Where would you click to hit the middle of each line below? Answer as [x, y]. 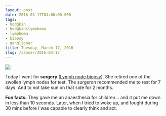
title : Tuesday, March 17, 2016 [39, 48]
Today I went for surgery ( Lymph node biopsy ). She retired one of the [78, 76]
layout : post [19, 10]
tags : [11, 19]
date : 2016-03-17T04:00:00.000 [38, 15]
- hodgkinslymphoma [26, 29]
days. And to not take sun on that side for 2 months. [59, 88]
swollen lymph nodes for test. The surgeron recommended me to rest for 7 [83, 82]
